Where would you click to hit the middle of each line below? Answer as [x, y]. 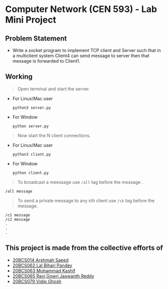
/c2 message [18, 219]
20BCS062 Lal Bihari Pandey [42, 265]
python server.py [31, 126]
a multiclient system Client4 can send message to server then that [81, 56]
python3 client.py [32, 154]
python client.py [31, 173]
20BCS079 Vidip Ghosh [37, 281]
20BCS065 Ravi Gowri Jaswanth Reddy [53, 276]
